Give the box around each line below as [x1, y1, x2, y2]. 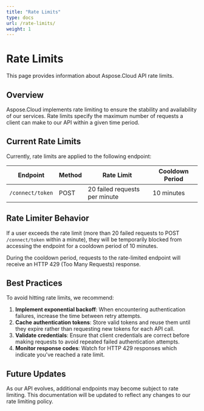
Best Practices [6, 278, 63, 289]
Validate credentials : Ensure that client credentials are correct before [15, 332, 190, 339]
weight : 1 [6, 26, 32, 32]
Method [58, 171, 82, 179]
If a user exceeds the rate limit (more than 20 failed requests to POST [6, 229, 180, 237]
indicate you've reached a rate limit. [15, 351, 105, 359]
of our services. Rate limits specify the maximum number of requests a [6, 112, 183, 119]
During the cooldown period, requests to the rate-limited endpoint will [6, 254, 181, 261]
